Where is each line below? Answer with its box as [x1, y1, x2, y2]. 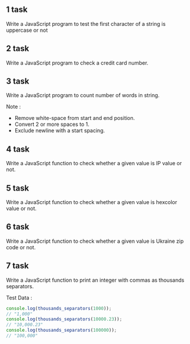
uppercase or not [6, 26, 48, 34]
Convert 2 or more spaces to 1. [14, 121, 90, 128]
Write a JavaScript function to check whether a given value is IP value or [6, 160, 182, 167]
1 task [6, 5, 28, 15]
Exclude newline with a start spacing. [14, 127, 105, 134]
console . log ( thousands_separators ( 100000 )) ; [6, 328, 117, 333]
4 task [6, 144, 30, 154]
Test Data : [6, 294, 32, 301]
